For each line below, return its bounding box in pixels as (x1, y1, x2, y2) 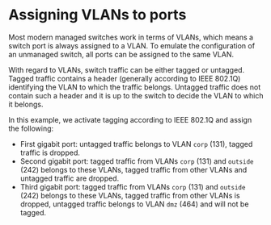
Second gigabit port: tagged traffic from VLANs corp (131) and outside (19, 156, 254, 166)
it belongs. (8, 99, 44, 109)
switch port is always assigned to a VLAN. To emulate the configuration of (8, 40, 256, 50)
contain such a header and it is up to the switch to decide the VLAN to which (8, 90, 264, 100)
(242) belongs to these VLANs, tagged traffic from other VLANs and (19, 165, 248, 174)
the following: (8, 123, 54, 133)
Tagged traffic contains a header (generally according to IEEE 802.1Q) (8, 73, 241, 83)
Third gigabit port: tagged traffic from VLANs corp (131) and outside (19, 181, 246, 191)
